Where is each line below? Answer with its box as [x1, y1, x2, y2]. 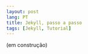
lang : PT [6, 14, 28, 20]
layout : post [6, 8, 39, 15]
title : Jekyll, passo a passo [6, 20, 83, 26]
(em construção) [6, 42, 48, 49]
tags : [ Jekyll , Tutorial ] [6, 25, 71, 31]
